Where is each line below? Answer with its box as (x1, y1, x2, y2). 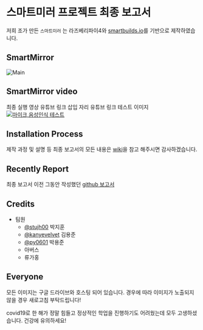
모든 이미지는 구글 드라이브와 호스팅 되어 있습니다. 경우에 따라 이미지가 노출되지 (6, 289, 194, 296)
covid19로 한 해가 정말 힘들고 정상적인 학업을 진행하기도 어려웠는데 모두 (6, 309, 176, 317)
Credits (6, 198, 35, 209)
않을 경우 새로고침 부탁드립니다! (6, 296, 81, 303)
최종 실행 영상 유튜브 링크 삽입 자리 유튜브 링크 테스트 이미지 (6, 103, 149, 110)
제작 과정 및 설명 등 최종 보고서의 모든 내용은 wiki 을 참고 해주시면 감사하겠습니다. (6, 146, 198, 153)
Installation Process (6, 128, 83, 139)
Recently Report (6, 164, 69, 174)
